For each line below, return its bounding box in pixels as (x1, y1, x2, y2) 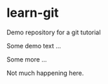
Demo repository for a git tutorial (6, 28, 101, 36)
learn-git (6, 5, 59, 21)
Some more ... (6, 55, 47, 64)
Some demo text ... (6, 41, 61, 50)
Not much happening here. (6, 69, 84, 77)
